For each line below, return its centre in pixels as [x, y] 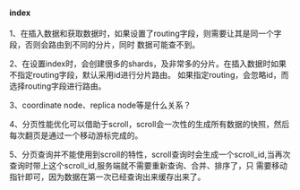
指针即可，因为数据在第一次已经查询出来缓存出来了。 [107, 177]
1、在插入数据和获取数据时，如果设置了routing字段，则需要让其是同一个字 [146, 34]
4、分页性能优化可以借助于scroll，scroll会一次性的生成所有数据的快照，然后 [150, 125]
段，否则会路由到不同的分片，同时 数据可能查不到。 [104, 45]
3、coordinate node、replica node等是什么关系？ [100, 105]
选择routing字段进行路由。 [58, 86]
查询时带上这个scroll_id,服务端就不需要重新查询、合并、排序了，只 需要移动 [149, 166]
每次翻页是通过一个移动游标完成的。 [76, 135]
